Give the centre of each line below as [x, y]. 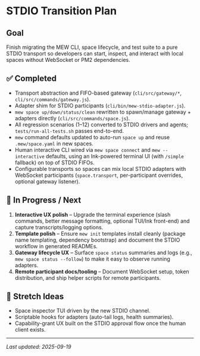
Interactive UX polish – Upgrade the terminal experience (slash [93, 214]
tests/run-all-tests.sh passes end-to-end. [69, 131]
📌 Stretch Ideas [35, 297]
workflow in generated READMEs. [56, 246]
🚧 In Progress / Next [44, 200]
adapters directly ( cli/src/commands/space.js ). [72, 118]
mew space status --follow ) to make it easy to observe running [93, 259]
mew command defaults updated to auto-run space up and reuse [92, 137]
